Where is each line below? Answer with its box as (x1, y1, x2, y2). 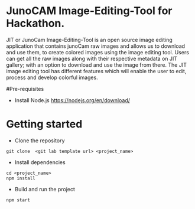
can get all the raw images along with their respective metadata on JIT (6, 55, 178, 62)
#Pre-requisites (6, 85, 44, 92)
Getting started (6, 117, 83, 131)
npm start (6, 197, 31, 203)
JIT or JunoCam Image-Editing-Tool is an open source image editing (6, 36, 173, 43)
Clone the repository (14, 137, 65, 144)
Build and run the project (14, 185, 76, 192)
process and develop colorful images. (6, 74, 99, 81)
